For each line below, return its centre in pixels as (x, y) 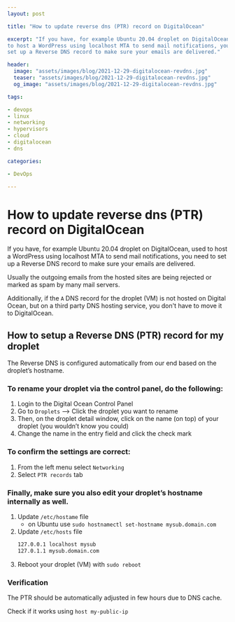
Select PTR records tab (50, 474)
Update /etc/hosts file (50, 532)
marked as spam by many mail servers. (64, 285)
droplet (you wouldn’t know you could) (73, 426)
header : (19, 65)
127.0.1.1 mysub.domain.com (58, 551)
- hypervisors (28, 129)
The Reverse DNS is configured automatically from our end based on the (112, 363)
